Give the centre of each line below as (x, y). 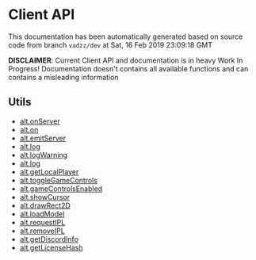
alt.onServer (40, 121)
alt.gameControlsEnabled (61, 189)
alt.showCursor (44, 197)
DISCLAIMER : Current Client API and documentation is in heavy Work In (126, 60)
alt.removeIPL (42, 231)
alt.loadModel (42, 214)
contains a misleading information (63, 77)
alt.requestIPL (42, 222)
